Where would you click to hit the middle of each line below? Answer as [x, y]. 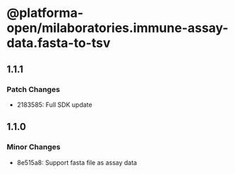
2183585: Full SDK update [54, 105]
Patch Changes [34, 89]
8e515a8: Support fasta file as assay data [77, 162]
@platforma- [45, 13]
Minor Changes [34, 147]
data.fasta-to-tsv [59, 43]
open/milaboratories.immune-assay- [117, 28]
